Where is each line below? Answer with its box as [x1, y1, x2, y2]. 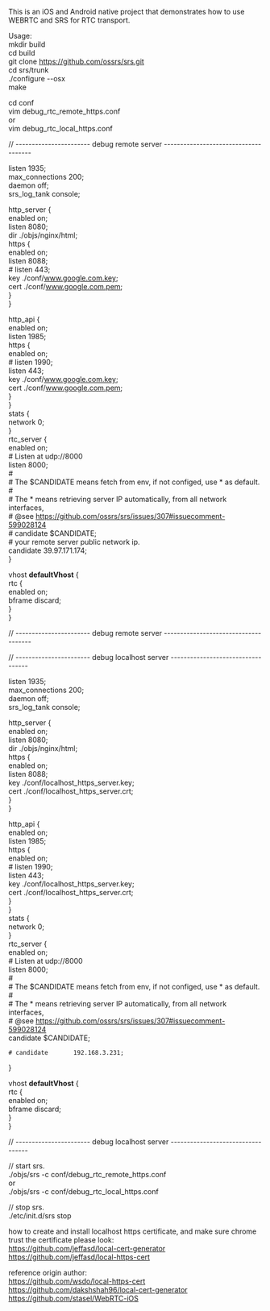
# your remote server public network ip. [8, 537, 140, 546]
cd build [8, 48, 35, 57]
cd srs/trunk [8, 65, 49, 75]
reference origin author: [8, 1268, 87, 1277]
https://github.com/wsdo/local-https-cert [8, 1276, 146, 1286]
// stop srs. [8, 1202, 44, 1212]
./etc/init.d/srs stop [8, 1211, 72, 1220]
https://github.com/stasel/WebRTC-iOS [8, 1293, 139, 1303]
